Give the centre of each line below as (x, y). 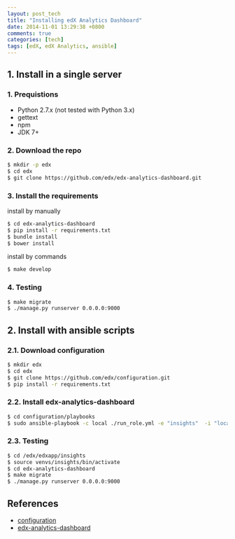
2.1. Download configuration (56, 350)
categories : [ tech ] (36, 40)
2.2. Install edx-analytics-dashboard (71, 402)
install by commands (37, 257)
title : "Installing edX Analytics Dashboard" (74, 20)
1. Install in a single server (65, 75)
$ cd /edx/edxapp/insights (47, 456)
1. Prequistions (33, 94)
